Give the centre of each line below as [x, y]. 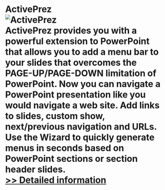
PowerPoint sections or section [71, 159]
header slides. [35, 170]
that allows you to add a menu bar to [82, 52]
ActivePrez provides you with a [71, 31]
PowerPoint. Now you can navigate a [83, 84]
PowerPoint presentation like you [75, 95]
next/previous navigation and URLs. [81, 127]
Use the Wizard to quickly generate [80, 137]
